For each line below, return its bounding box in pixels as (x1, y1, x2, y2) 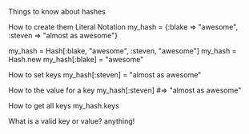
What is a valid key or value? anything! (8, 116, 135, 126)
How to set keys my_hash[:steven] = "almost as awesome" (8, 70, 202, 79)
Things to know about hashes (8, 7, 106, 16)
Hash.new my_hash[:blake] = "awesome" (8, 55, 144, 64)
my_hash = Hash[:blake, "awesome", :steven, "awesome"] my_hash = (8, 46, 237, 55)
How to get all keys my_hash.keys (8, 101, 120, 110)
